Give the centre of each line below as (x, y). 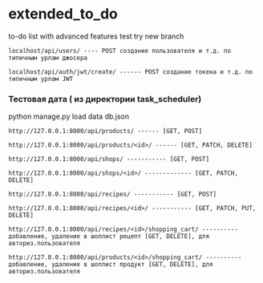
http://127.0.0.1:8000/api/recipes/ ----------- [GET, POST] (113, 194)
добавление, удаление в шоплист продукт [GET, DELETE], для (111, 265)
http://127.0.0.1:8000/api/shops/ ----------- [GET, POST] (109, 160)
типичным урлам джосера (48, 58)
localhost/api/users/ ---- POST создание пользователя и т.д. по (119, 51)
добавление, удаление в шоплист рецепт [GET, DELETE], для (109, 237)
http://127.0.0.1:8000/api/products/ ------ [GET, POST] (105, 131)
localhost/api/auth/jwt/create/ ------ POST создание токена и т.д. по (130, 72)
